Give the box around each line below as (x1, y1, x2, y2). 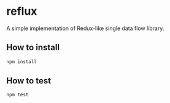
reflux (6, 4, 37, 18)
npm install (6, 58, 37, 65)
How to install (6, 42, 60, 53)
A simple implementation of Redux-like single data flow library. (6, 25, 164, 32)
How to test (6, 75, 51, 86)
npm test (6, 92, 29, 98)
